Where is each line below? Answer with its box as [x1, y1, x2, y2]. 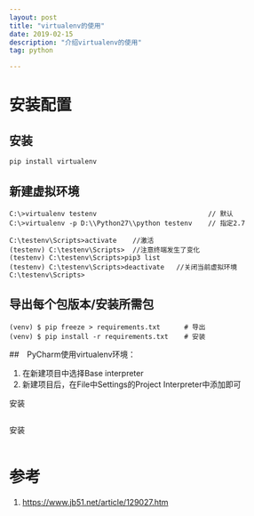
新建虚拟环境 [9, 183, 80, 198]
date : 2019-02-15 [9, 29, 74, 38]
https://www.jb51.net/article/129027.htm [21, 496, 169, 507]
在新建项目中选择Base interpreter [21, 367, 144, 378]
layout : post [9, 12, 58, 22]
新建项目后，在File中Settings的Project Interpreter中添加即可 [21, 379, 242, 390]
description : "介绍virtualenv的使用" [9, 37, 142, 47]
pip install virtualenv [9, 157, 98, 166]
